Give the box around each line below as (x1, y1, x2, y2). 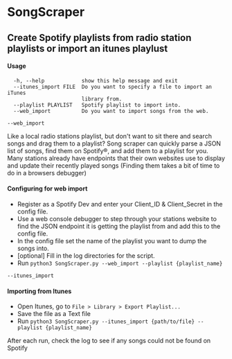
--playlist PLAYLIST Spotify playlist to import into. (13, 101, 181, 108)
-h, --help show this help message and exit (13, 77, 178, 84)
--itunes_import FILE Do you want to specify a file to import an (13, 83, 213, 90)
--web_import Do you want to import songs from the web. (13, 107, 209, 114)
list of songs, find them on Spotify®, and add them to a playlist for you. (7, 146, 208, 155)
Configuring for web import (7, 184, 88, 193)
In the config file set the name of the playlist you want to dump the (17, 236, 207, 245)
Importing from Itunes (7, 287, 72, 295)
